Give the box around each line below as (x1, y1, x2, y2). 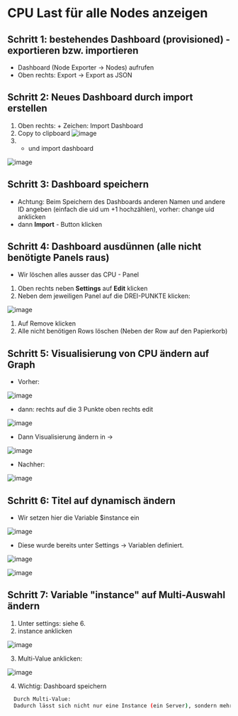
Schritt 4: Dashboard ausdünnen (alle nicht (7, 240, 202, 253)
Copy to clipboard (17, 129, 71, 137)
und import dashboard (28, 144, 93, 152)
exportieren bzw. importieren (7, 44, 139, 56)
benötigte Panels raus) (7, 252, 110, 264)
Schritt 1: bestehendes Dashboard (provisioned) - (7, 33, 230, 46)
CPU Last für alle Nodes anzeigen (7, 5, 208, 21)
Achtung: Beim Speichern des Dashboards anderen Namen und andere (17, 197, 225, 205)
